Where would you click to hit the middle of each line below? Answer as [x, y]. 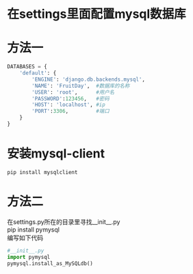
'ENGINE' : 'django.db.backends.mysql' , [89, 79]
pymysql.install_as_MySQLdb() [50, 263]
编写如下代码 [25, 238]
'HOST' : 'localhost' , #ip [69, 105]
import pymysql [29, 257]
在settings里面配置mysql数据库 [96, 14]
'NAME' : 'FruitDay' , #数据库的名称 [81, 86]
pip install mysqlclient [42, 172]
